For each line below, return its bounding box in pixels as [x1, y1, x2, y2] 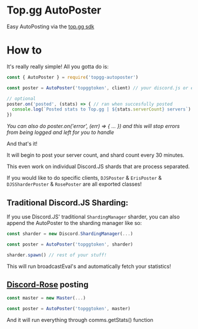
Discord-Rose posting [6, 280, 89, 290]
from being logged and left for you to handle [6, 129, 114, 136]
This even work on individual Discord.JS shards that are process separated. [6, 163, 190, 170]
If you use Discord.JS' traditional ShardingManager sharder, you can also [6, 213, 180, 220]
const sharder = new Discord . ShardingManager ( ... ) [6, 230, 133, 237]
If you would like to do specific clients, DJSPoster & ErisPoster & [6, 174, 162, 182]
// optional [6, 95, 36, 102]
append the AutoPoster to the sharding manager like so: [6, 219, 142, 226]
